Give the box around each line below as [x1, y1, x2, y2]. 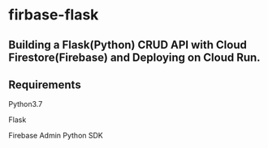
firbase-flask [8, 6, 99, 24]
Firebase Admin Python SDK [8, 131, 103, 141]
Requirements [8, 78, 81, 91]
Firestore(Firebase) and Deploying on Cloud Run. [8, 50, 262, 64]
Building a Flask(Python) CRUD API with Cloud [8, 38, 248, 52]
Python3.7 [8, 99, 43, 109]
